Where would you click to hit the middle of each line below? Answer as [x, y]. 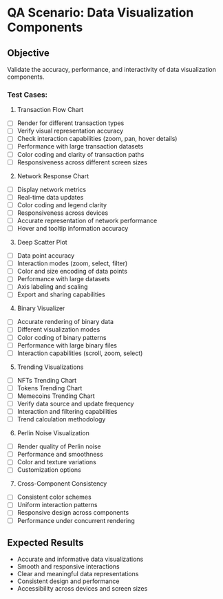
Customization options [49, 470]
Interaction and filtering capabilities [67, 411]
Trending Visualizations [50, 367]
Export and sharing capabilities [61, 294]
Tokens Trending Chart [50, 388]
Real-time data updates [50, 197]
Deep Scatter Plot [42, 243]
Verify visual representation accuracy [70, 131]
